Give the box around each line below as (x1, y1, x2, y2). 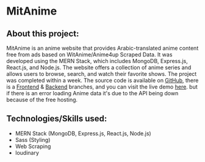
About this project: (6, 29, 79, 39)
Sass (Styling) (15, 136, 51, 143)
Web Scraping (15, 143, 51, 150)
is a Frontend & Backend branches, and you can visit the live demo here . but (6, 83, 198, 90)
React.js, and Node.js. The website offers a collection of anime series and (6, 64, 192, 71)
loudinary (15, 149, 40, 156)
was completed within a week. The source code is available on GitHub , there (6, 77, 199, 84)
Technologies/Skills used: (6, 113, 107, 124)
